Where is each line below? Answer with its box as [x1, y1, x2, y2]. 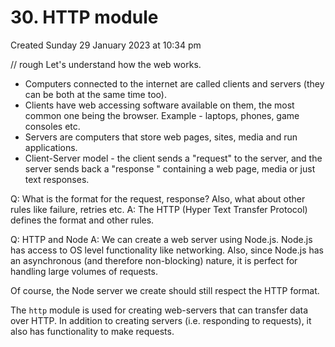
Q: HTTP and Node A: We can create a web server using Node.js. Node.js [10, 233, 313, 245]
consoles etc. [24, 120, 81, 132]
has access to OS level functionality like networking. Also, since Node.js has [10, 244, 325, 256]
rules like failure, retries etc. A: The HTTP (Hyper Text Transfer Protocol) [10, 203, 308, 215]
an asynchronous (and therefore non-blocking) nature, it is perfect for [10, 254, 298, 266]
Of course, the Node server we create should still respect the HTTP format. [10, 284, 320, 296]
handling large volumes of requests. [10, 265, 158, 277]
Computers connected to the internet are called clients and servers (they [24, 77, 325, 90]
